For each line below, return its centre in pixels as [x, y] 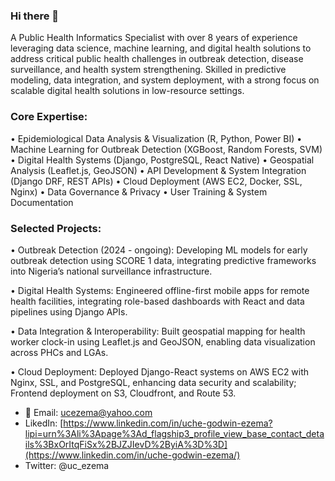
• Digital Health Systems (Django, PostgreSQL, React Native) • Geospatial [162, 160]
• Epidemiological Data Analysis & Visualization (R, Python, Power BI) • [156, 138]
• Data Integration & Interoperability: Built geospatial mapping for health [158, 331]
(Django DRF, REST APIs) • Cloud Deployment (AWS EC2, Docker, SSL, [156, 181]
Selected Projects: [56, 228]
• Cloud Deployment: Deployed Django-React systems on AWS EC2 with [160, 371]
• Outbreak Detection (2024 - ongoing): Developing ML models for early [159, 250]
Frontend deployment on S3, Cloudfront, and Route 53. [123, 393]
